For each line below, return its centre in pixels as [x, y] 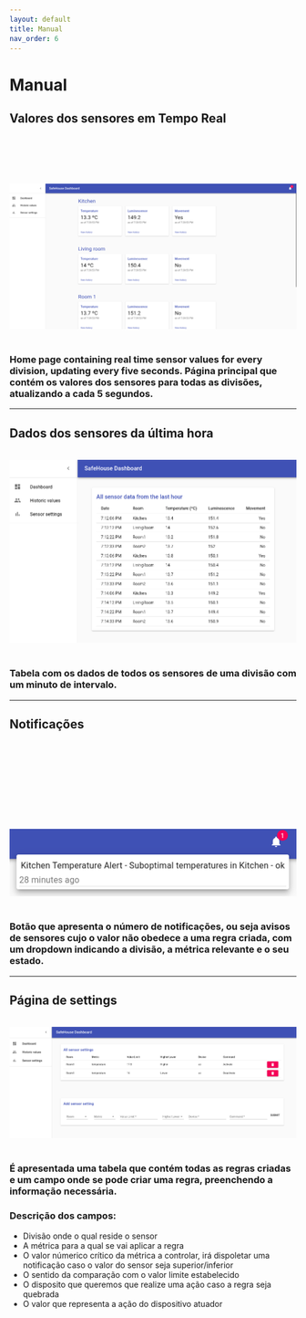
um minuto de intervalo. [63, 685]
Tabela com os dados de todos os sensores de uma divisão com [153, 674]
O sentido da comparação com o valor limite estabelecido [131, 1274]
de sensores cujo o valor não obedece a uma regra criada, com [151, 938]
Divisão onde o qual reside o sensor [90, 1236]
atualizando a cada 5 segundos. [82, 393]
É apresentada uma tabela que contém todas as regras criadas [150, 1168]
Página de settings [63, 1000]
